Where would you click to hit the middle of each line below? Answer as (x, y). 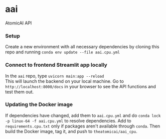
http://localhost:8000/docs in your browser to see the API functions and (81, 86)
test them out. (19, 92)
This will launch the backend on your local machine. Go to (65, 81)
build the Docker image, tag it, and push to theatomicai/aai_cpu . (71, 131)
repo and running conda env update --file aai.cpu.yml (63, 52)
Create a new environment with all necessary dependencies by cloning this (82, 47)
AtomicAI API (19, 23)
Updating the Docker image (39, 105)
